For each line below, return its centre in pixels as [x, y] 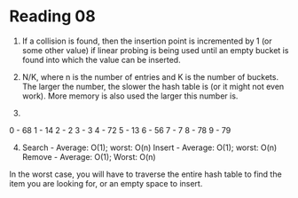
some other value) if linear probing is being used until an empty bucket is [155, 50]
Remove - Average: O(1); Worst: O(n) [89, 156]
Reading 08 [52, 16]
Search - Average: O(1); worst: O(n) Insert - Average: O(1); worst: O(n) [149, 147]
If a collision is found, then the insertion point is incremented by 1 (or [147, 41]
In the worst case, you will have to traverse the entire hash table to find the [145, 174]
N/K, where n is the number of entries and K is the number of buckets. [150, 76]
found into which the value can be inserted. [101, 59]
